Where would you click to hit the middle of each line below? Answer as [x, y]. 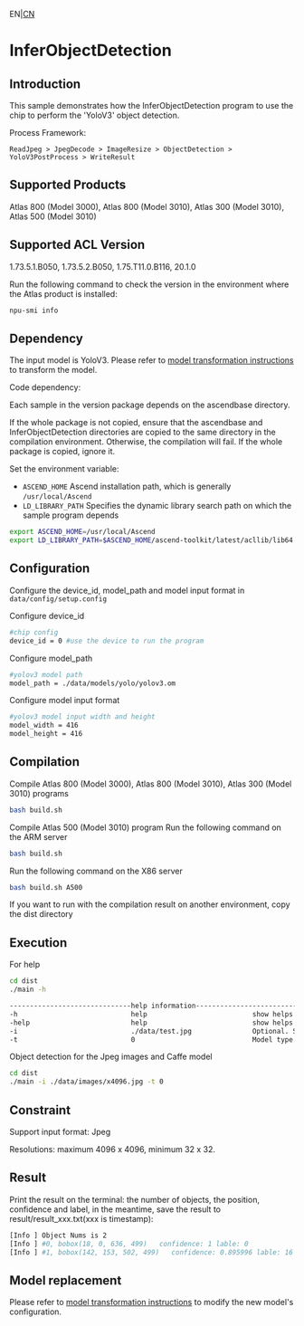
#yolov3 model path [46, 674]
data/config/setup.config [58, 599]
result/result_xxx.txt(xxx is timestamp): [81, 1218]
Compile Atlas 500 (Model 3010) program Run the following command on [146, 827]
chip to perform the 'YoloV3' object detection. [95, 115]
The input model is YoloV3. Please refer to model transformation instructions [152, 360]
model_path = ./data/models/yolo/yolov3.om [93, 683]
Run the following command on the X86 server [96, 871]
